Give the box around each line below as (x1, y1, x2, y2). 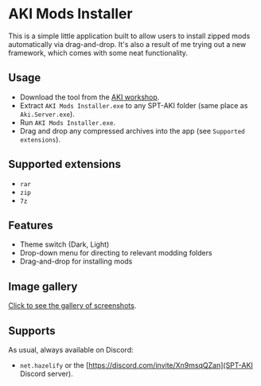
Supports (8, 324, 56, 337)
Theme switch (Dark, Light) (19, 240, 110, 249)
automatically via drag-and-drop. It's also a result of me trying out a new (8, 39, 247, 49)
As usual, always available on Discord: (8, 345, 134, 354)
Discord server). (19, 369, 73, 378)
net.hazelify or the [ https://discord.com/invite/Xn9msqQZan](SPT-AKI (19, 361, 253, 370)
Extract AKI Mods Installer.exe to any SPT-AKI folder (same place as (19, 100, 248, 110)
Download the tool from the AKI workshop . (19, 92, 160, 102)
